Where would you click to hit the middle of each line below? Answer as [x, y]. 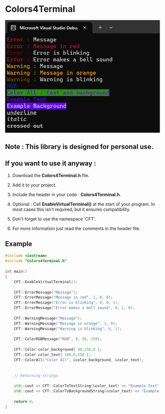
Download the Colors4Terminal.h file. [51, 175]
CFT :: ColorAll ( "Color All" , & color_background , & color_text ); [79, 360]
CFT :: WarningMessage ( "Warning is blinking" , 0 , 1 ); [68, 329]
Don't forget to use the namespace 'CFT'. [54, 219]
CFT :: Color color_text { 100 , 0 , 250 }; [53, 355]
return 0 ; [24, 401]
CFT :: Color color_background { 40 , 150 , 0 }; [58, 350]
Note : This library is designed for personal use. [79, 147]
